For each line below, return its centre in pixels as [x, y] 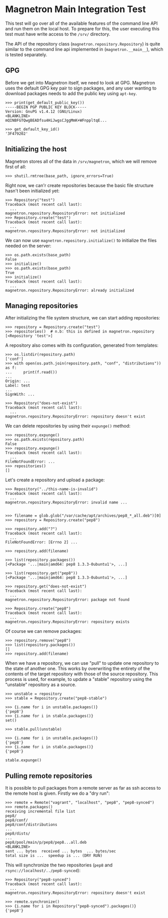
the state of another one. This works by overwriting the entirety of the [78, 669]
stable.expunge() [23, 760]
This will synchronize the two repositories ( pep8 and [59, 865]
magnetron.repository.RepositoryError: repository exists [67, 622]
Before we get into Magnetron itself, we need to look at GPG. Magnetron [80, 82]
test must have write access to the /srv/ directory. [58, 34]
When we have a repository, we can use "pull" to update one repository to [82, 663]
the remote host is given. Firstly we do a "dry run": [58, 793]
